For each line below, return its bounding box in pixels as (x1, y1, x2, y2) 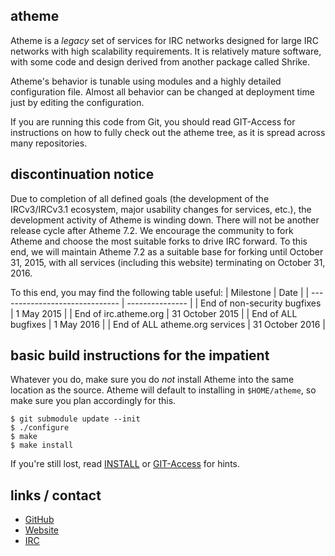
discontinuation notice (10, 166, 155, 183)
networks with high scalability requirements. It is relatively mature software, (10, 45, 322, 57)
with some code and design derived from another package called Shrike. (10, 55, 311, 68)
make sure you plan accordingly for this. (10, 395, 177, 407)
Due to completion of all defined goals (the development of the (10, 192, 270, 204)
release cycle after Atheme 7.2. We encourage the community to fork (10, 224, 294, 236)
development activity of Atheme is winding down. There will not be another (10, 214, 320, 226)
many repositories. (10, 137, 88, 149)
